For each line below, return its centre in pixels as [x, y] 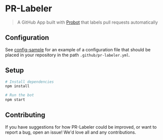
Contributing [25, 115]
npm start [15, 100]
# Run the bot [20, 95]
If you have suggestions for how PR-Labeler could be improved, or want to [81, 127]
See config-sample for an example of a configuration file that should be [78, 49]
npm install [17, 86]
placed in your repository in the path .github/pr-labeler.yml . [68, 55]
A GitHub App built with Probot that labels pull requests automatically [87, 22]
